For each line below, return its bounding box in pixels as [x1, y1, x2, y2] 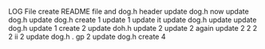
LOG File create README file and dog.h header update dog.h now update [8, 7, 249, 16]
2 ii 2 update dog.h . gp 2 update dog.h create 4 [8, 32, 166, 41]
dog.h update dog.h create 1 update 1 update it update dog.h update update [8, 15, 257, 24]
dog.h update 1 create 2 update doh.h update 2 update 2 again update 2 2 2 [8, 24, 258, 32]
